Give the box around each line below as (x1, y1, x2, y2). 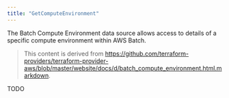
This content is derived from (23, 49, 104, 58)
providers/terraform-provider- (23, 56, 109, 65)
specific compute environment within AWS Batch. (7, 36, 147, 45)
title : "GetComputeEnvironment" (7, 10, 99, 17)
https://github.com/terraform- (105, 49, 189, 58)
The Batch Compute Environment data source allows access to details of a (7, 29, 217, 37)
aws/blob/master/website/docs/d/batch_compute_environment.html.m (23, 64, 222, 72)
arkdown (23, 71, 49, 79)
